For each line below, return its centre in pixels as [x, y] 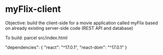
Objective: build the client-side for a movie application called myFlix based [82, 23]
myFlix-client [33, 9]
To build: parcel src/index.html [36, 38]
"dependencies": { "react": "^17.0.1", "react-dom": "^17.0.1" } [66, 47]
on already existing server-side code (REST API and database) [69, 28]
